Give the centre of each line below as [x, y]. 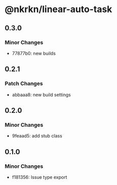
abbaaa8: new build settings [41, 95]
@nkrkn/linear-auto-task [58, 9]
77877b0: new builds [34, 53]
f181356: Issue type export [40, 177]
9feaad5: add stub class [37, 136]
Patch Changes [24, 83]
